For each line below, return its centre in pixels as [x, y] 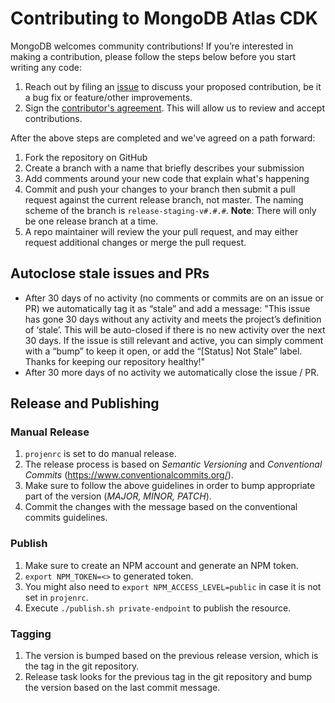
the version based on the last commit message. [122, 688]
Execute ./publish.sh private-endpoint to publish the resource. [158, 608]
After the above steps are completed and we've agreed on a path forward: [163, 138]
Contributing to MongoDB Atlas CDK [164, 18]
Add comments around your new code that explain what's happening [167, 178]
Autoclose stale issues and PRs [110, 273]
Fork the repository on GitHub [86, 157]
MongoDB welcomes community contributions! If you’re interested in [152, 46]
